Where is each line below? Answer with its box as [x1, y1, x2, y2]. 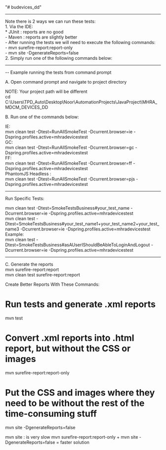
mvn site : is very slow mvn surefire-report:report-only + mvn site [5, 434, 138, 440]
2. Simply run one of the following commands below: [5, 55, 113, 61]
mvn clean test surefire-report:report [5, 272, 80, 277]
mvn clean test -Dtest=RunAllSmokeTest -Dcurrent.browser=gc [5, 144, 134, 150]
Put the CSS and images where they [5, 387, 155, 399]
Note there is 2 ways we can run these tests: [5, 18, 96, 24]
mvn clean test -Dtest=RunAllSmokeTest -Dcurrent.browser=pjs [5, 176, 135, 182]
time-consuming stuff [5, 408, 97, 419]
